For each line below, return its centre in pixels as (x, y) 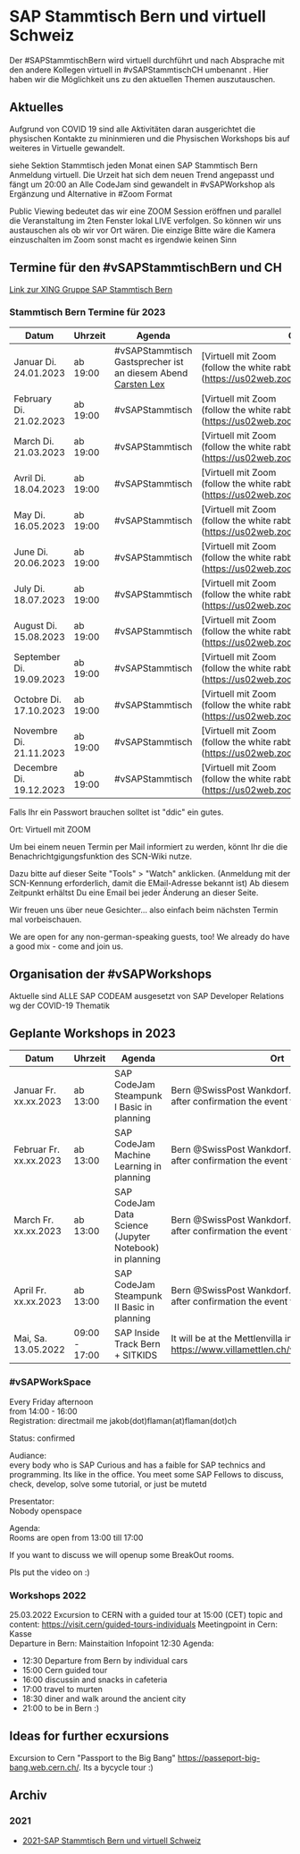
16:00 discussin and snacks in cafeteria (95, 1680)
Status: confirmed (42, 1438)
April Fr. (30, 1291)
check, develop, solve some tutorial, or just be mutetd (108, 1484)
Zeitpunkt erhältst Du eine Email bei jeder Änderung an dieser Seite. (134, 893)
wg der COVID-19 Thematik (59, 1005)
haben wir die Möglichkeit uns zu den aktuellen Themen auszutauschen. (142, 79)
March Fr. (34, 1220)
